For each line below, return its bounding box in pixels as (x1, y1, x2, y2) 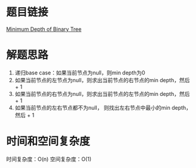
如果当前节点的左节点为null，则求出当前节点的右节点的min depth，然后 (14, 76, 190, 83)
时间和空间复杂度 (6, 135, 91, 148)
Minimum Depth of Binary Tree (6, 25, 82, 33)
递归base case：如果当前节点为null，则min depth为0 (14, 69, 145, 76)
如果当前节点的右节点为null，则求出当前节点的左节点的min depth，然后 (14, 90, 190, 97)
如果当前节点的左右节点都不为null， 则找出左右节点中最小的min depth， (14, 104, 192, 111)
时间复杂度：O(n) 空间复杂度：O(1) (6, 155, 91, 163)
